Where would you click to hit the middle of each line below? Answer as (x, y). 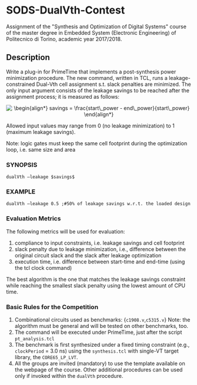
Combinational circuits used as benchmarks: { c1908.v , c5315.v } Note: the (102, 319)
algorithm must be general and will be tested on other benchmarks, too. (101, 326)
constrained (21, 84)
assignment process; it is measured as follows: (63, 96)
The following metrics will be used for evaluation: (66, 231)
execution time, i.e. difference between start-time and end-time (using (100, 262)
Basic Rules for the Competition (52, 307)
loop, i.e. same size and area (41, 149)
